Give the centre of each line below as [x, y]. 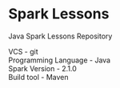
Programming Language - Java [59, 60]
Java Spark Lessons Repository [60, 36]
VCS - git [23, 51]
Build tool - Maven [38, 77]
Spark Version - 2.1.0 [43, 68]
